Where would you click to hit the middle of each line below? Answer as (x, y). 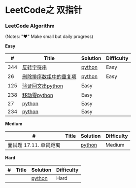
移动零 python (37, 95)
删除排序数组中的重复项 (49, 77)
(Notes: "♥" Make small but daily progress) (49, 37)
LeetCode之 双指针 (44, 10)
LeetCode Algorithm (30, 26)
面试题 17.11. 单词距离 (34, 145)
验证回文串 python (42, 86)
